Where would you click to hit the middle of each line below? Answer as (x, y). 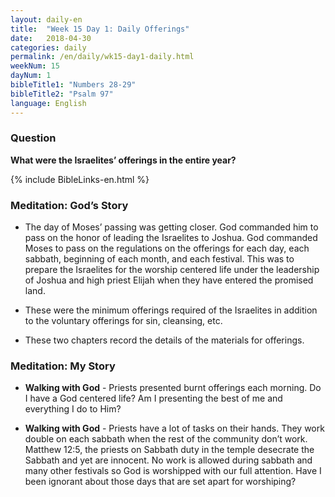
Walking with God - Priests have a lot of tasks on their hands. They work (174, 428)
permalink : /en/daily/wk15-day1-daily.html (102, 57)
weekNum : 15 (35, 66)
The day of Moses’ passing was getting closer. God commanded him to (171, 227)
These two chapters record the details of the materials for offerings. (164, 340)
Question (33, 138)
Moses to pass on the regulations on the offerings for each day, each (167, 248)
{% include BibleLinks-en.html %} (80, 179)
